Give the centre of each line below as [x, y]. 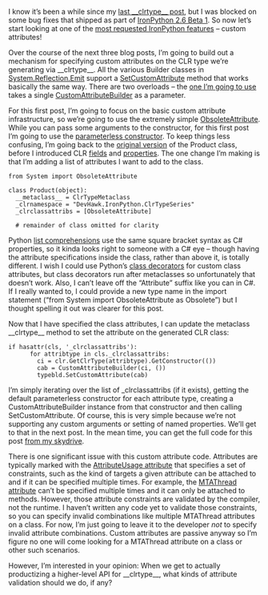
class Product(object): [48, 191]
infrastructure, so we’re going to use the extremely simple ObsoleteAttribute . [134, 119]
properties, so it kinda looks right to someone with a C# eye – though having [134, 249]
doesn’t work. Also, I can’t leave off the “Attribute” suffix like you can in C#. [132, 283]
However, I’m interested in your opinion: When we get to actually [114, 565]
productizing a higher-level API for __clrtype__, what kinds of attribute [123, 574]
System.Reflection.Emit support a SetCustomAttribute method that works [129, 78]
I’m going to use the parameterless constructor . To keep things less [119, 136]
